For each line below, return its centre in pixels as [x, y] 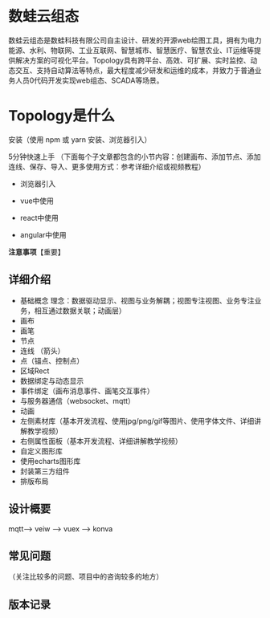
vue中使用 [37, 201]
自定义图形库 [41, 451]
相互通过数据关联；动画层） [80, 311]
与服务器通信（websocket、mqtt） [77, 400]
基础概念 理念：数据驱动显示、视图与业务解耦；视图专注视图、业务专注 [137, 300]
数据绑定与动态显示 [52, 380]
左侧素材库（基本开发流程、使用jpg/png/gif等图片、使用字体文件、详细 [137, 421]
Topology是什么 [61, 116]
